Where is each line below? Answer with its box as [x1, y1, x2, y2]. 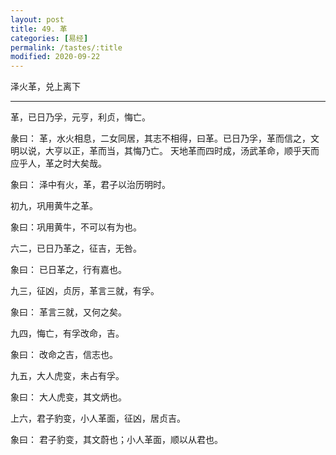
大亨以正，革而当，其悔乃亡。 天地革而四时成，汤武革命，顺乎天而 [44, 145, 320, 157]
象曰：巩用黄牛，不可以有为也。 [10, 221, 142, 233]
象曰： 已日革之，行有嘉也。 [10, 264, 127, 276]
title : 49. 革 [10, 24, 68, 34]
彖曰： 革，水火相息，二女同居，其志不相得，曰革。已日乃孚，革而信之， [10, 132, 311, 145]
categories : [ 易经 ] [10, 33, 89, 43]
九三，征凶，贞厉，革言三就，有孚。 [10, 285, 160, 297]
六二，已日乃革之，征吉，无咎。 [10, 242, 142, 255]
